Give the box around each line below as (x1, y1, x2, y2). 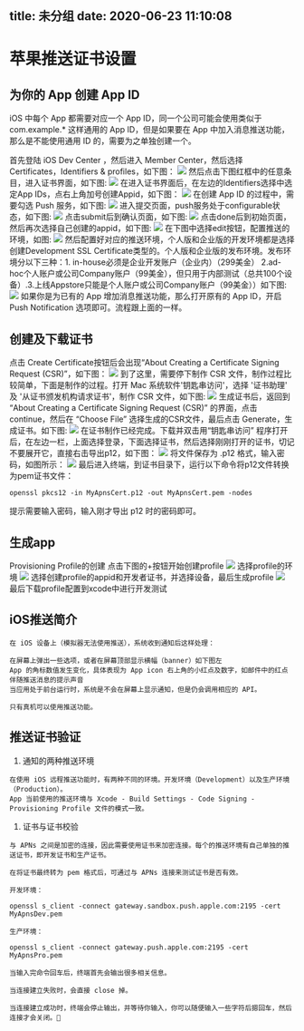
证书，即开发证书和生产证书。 (15, 851, 111, 860)
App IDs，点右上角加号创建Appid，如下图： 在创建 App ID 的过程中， (16, 189, 287, 199)
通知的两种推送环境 (22, 755, 95, 766)
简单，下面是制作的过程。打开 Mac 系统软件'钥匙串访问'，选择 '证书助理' (16, 380, 288, 391)
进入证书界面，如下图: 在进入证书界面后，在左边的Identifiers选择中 (24, 178, 285, 189)
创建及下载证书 (9, 331, 93, 346)
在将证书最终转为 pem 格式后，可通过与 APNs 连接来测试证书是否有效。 (9, 868, 242, 877)
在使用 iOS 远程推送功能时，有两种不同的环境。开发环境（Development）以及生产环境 (9, 774, 290, 784)
